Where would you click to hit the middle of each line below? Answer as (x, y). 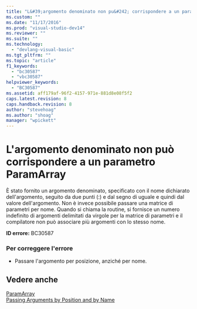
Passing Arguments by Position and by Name (61, 300)
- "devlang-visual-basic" (43, 50)
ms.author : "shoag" (30, 115)
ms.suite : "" (22, 39)
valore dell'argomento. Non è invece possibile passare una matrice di (90, 203)
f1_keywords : (22, 66)
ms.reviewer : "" (26, 33)
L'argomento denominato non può (90, 150)
